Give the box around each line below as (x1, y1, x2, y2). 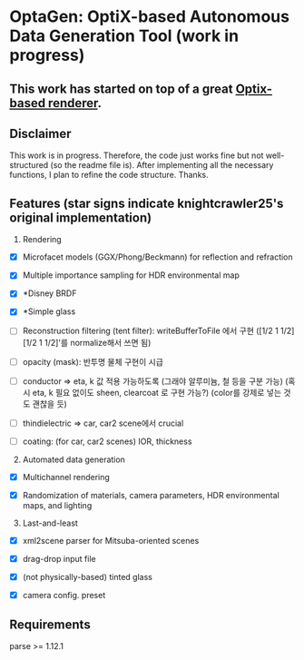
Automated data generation (22, 454, 125, 465)
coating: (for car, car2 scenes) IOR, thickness (22, 436, 192, 447)
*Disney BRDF (22, 288, 77, 299)
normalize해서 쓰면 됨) (70, 337, 152, 348)
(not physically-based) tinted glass (22, 572, 152, 583)
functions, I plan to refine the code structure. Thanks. (9, 170, 209, 181)
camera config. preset (22, 590, 106, 601)
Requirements (9, 616, 91, 632)
